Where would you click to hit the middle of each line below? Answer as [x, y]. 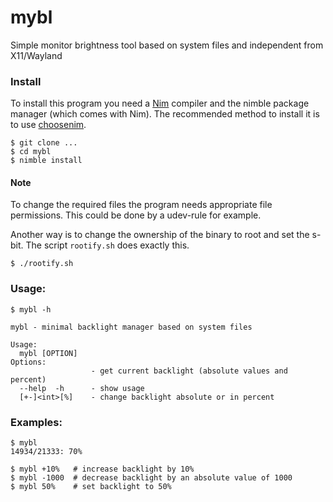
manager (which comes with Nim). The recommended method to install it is [165, 114]
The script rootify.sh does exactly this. [107, 245]
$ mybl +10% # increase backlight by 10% [102, 469]
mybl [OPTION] [48, 353]
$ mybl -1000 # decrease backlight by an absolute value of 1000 [151, 478]
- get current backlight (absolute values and [189, 371]
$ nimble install [46, 161]
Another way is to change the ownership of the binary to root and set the [160, 235]
